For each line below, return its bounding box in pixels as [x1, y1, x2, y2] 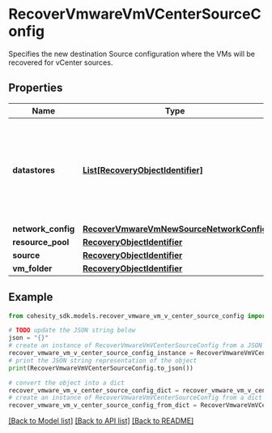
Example [8, 290, 53, 304]
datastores [12, 164, 55, 175]
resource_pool [12, 236, 70, 247]
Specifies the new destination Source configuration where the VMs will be [8, 49, 256, 58]
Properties [8, 81, 63, 95]
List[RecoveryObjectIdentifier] [82, 164, 204, 175]
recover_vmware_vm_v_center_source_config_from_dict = [8, 401, 198, 409]
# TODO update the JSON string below [8, 326, 136, 335]
